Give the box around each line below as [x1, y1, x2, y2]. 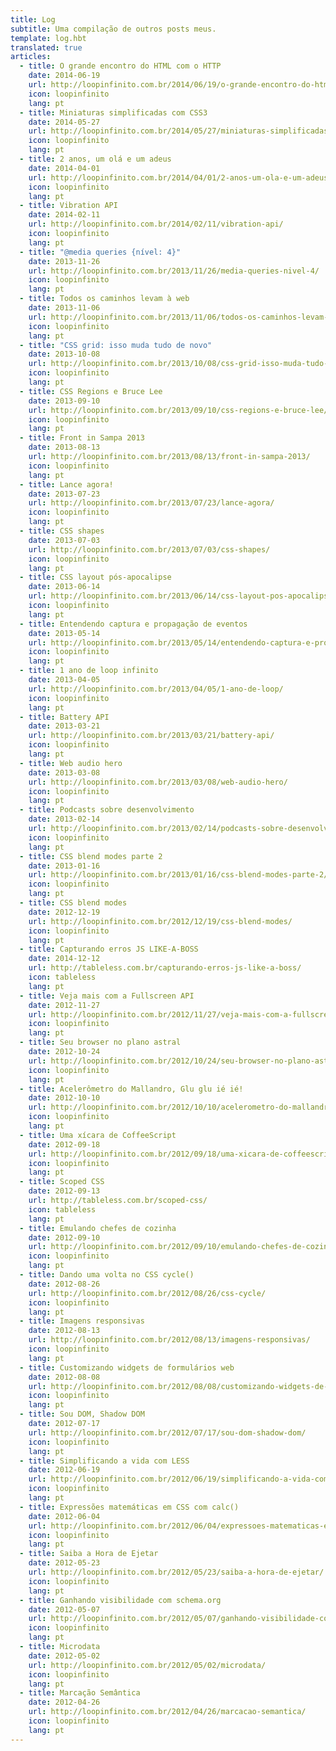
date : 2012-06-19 [28, 1465, 101, 1475]
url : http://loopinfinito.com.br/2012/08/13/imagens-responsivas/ [28, 1335, 311, 1345]
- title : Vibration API [19, 201, 118, 211]
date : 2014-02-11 [28, 210, 101, 220]
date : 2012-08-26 [28, 1279, 101, 1289]
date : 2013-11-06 [28, 303, 101, 313]
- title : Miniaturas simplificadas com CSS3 [19, 107, 208, 118]
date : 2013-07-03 [28, 535, 101, 545]
